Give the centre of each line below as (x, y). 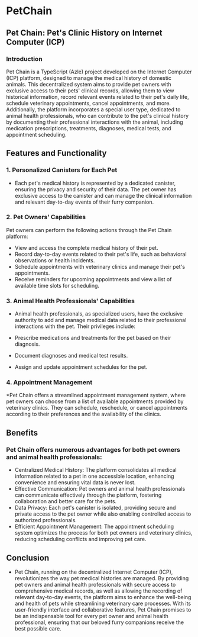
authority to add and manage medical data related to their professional (100, 320)
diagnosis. (27, 344)
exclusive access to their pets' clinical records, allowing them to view (90, 91)
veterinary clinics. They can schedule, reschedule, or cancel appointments (97, 408)
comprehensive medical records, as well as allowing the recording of (98, 591)
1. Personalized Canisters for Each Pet (62, 170)
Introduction (24, 59)
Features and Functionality (56, 153)
